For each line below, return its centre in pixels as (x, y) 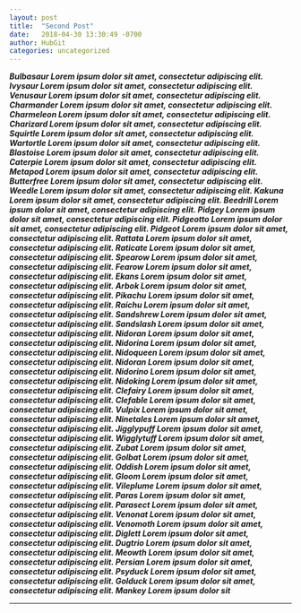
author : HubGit (38, 43)
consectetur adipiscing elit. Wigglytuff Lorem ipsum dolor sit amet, (137, 438)
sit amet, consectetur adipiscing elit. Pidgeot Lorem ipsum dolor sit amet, (149, 229)
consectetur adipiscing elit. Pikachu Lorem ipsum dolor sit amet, (132, 296)
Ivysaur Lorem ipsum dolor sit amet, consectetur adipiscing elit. (131, 86)
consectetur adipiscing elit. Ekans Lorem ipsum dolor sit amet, (129, 276)
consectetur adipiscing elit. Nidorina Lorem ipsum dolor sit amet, (133, 343)
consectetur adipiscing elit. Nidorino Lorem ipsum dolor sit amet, (133, 372)
